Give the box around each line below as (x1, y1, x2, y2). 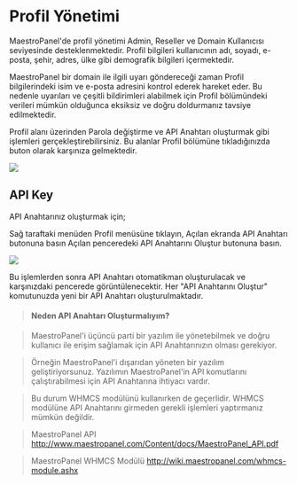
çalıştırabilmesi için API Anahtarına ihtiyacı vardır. (30, 375, 211, 386)
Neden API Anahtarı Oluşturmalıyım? (30, 310, 170, 321)
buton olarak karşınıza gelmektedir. (9, 144, 137, 156)
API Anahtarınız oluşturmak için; (9, 211, 126, 222)
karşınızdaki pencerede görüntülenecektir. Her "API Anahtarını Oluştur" (9, 281, 268, 292)
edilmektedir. (9, 109, 57, 120)
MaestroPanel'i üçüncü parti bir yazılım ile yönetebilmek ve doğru (30, 330, 270, 340)
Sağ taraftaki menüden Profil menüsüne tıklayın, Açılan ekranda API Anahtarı (9, 228, 288, 238)
